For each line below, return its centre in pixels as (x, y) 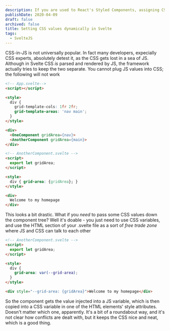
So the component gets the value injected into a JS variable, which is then (82, 301)
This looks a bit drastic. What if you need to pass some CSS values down (81, 215)
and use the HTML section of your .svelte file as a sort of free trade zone (81, 225)
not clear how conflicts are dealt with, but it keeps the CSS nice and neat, (82, 317)
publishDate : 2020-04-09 (31, 15)
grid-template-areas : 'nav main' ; (51, 112)
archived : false (22, 24)
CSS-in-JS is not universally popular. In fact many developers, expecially (81, 53)
